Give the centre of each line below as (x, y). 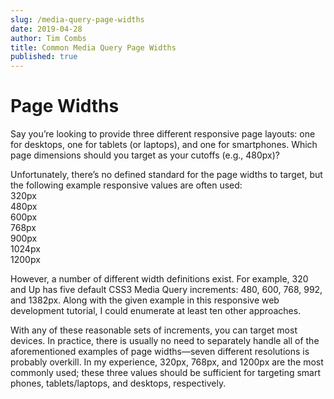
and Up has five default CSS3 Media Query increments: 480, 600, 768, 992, (166, 290)
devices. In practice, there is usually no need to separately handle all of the (165, 341)
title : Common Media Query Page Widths (93, 47)
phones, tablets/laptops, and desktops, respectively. (118, 383)
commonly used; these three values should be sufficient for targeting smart (166, 373)
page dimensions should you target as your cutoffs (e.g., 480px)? (145, 155)
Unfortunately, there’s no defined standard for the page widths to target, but (166, 175)
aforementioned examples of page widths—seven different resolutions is (160, 352)
